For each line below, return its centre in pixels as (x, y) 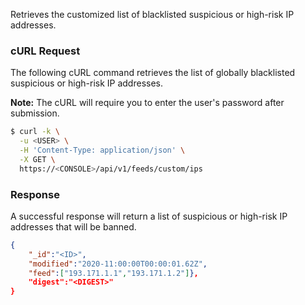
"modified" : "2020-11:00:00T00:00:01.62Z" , (118, 264)
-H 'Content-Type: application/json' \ (102, 150)
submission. (35, 113)
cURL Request (45, 51)
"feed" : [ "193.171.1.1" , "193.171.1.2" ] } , (113, 273)
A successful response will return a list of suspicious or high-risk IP (149, 216)
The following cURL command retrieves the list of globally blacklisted (153, 73)
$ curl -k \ (35, 132)
